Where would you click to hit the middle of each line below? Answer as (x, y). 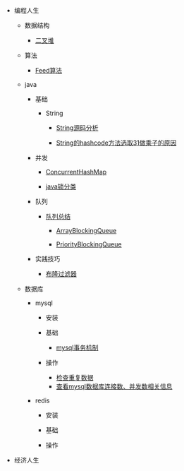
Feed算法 (48, 70)
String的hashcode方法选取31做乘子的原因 (116, 143)
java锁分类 (61, 186)
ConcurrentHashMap (76, 172)
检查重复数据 (75, 377)
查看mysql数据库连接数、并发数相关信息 (114, 386)
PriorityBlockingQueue (89, 244)
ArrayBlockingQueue (86, 231)
